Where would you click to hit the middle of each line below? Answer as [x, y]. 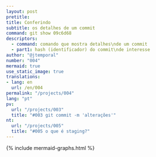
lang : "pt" [19, 98]
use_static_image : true [35, 71]
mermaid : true [23, 66]
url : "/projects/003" [38, 110]
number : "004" [23, 60]
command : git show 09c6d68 [39, 33]
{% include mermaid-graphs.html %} [51, 148]
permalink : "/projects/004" [40, 93]
